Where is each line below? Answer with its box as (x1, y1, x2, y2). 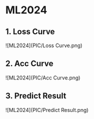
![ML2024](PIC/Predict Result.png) (5, 106, 89, 113)
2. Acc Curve (5, 59, 53, 68)
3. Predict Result (5, 91, 67, 101)
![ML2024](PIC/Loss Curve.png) (5, 42, 82, 49)
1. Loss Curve (5, 27, 55, 37)
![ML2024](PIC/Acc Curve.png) (5, 74, 81, 81)
